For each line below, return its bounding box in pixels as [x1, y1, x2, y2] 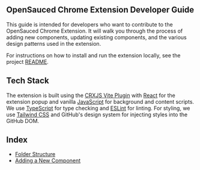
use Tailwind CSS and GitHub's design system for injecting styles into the [6, 111, 188, 118]
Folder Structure [14, 151, 56, 158]
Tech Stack [6, 75, 49, 86]
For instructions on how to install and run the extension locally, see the [6, 51, 181, 59]
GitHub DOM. [6, 117, 40, 124]
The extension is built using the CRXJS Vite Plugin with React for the [6, 92, 175, 99]
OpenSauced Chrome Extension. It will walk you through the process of [6, 27, 183, 34]
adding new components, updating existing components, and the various [6, 33, 187, 41]
